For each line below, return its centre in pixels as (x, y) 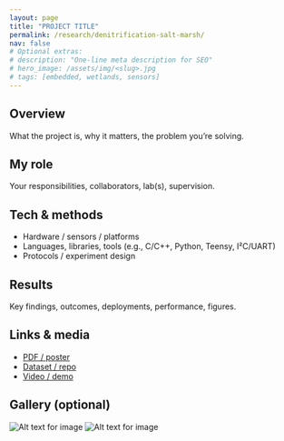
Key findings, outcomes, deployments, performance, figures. (123, 306)
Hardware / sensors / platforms (81, 236)
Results (31, 284)
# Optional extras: (46, 52)
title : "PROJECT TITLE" (54, 26)
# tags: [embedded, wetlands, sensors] (85, 77)
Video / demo (48, 376)
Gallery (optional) (60, 405)
